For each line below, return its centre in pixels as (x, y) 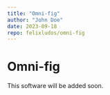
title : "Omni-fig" (34, 13)
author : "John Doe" (35, 20)
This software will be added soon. (55, 86)
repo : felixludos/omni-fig (46, 33)
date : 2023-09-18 (32, 26)
